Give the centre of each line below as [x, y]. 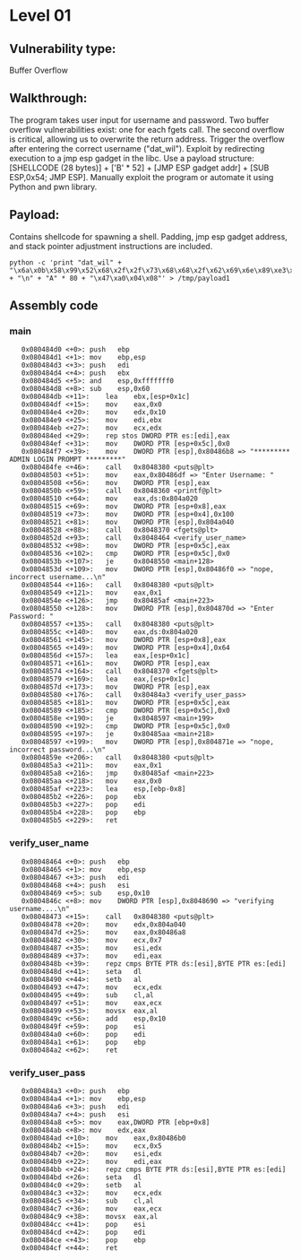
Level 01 [40, 16]
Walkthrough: [48, 98]
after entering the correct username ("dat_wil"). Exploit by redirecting [137, 148]
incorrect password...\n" [57, 750]
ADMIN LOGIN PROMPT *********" [68, 460]
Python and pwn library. [53, 187]
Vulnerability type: [63, 49]
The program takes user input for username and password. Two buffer [139, 120]
